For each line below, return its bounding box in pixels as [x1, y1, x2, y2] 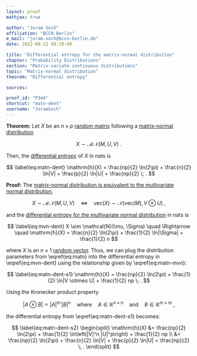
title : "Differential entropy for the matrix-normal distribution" [6, 52, 175, 58]
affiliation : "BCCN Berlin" [6, 30, 75, 36]
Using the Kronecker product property [6, 288, 99, 295]
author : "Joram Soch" [6, 25, 59, 31]
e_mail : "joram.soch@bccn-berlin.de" [6, 36, 99, 42]
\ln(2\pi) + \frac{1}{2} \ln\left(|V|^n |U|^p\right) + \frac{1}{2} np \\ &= [16, 330, 181, 337]
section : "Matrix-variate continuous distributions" [6, 63, 138, 68]
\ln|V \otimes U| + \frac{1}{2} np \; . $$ [56, 277, 151, 284]
